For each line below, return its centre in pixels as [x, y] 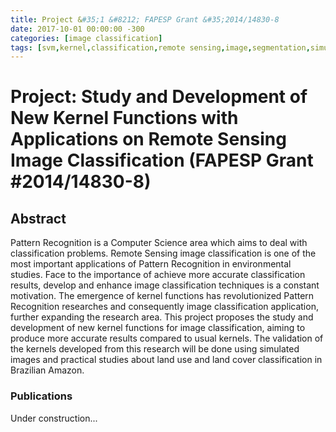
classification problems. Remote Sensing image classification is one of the [163, 253]
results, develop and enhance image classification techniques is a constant [165, 285]
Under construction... [54, 418]
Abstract [38, 218]
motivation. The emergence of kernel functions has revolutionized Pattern [162, 296]
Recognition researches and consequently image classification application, [164, 307]
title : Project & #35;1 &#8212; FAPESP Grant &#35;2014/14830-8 [145, 19]
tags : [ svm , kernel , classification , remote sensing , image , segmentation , [160, 47]
